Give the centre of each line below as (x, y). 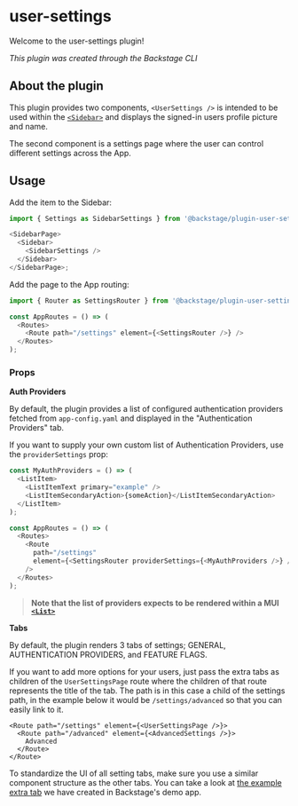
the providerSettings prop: (59, 454)
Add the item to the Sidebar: (61, 202)
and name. (29, 126)
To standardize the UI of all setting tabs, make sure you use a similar (134, 773)
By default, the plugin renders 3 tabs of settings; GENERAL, (118, 644)
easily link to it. (36, 709)
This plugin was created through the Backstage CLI (103, 58)
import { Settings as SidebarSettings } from (94, 218)
